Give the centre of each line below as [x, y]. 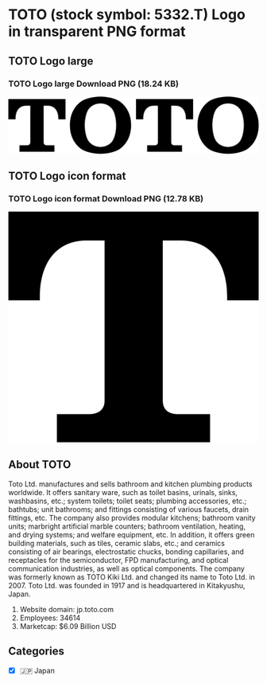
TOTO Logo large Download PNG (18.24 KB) [94, 84]
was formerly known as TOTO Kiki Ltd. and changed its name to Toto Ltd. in [132, 577]
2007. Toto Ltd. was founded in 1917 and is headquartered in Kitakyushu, [127, 585]
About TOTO [40, 464]
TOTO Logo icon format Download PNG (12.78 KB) [106, 198]
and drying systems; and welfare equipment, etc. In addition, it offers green [132, 534]
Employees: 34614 [50, 618]
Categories [37, 652]
